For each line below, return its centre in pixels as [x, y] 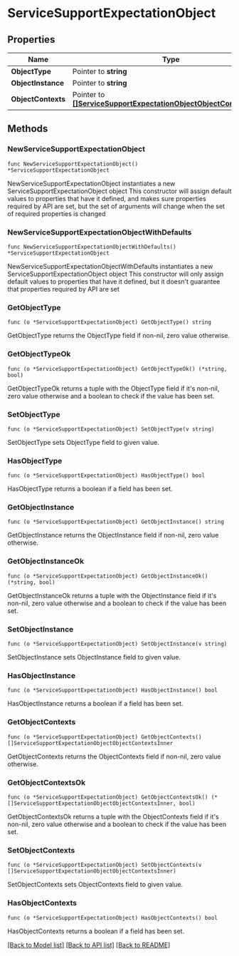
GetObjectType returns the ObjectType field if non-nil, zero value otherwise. [118, 336]
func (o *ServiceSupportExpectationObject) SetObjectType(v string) [111, 429]
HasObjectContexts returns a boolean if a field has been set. [96, 931]
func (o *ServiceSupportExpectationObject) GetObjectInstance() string [116, 522]
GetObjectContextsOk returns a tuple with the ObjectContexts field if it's [113, 816]
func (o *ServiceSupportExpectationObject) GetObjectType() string [110, 322]
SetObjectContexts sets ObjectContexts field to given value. [95, 885]
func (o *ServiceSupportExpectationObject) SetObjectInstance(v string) [117, 644]
